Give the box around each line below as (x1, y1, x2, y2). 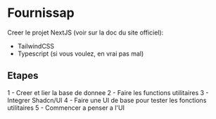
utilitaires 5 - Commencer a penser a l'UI (7, 104, 125, 112)
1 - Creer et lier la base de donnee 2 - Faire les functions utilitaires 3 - (7, 88, 209, 96)
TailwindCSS (17, 42, 55, 50)
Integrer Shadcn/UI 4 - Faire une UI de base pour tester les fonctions (7, 96, 207, 104)
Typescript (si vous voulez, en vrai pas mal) (17, 49, 144, 58)
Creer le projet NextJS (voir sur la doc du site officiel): (7, 28, 164, 37)
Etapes (7, 70, 39, 82)
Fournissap (7, 5, 75, 21)
